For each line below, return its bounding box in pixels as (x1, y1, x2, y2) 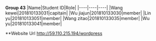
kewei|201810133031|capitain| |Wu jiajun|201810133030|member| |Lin (5, 10, 151, 16)
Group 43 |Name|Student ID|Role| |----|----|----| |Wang (5, 5, 123, 10)
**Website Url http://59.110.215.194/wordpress (5, 30, 103, 36)
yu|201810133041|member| (5, 20, 62, 26)
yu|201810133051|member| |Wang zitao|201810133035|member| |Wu (5, 15, 150, 21)
